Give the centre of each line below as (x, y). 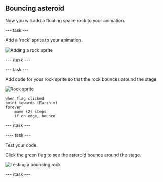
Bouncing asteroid (35, 8)
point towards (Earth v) (31, 103)
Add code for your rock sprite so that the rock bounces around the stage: (81, 79)
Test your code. (22, 145)
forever (13, 107)
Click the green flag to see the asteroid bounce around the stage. (73, 155)
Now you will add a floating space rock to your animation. (65, 20)
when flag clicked (25, 98)
